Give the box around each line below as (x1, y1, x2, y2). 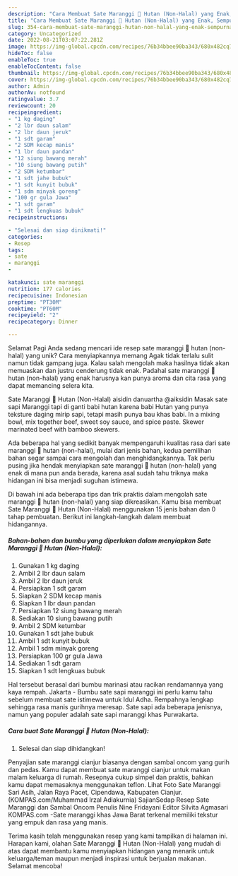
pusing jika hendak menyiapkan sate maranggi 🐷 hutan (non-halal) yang (8, 461, 218, 470)
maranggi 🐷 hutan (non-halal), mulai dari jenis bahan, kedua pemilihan (8, 446, 212, 454)
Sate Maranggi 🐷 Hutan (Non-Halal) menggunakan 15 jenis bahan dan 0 (8, 505, 216, 513)
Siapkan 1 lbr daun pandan (18, 598, 96, 608)
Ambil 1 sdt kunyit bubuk (18, 637, 90, 645)
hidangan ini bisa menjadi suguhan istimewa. (8, 476, 138, 485)
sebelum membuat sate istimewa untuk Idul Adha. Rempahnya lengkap (8, 695, 214, 704)
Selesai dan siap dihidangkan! (18, 744, 105, 752)
